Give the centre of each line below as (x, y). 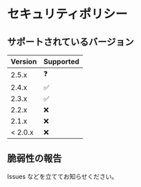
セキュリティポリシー (67, 14)
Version (24, 61)
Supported (62, 61)
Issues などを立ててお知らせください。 (63, 176)
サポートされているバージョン (70, 42)
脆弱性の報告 (35, 158)
